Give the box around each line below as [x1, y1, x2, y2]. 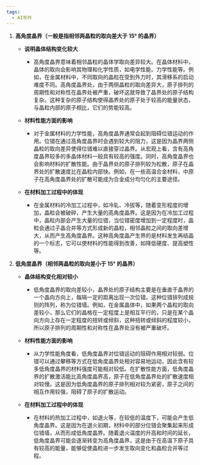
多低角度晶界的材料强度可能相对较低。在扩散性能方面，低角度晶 [33, 365, 194, 372]
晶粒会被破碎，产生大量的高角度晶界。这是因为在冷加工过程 [44, 208, 194, 216]
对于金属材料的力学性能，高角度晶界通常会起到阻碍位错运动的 [33, 129, 189, 137]
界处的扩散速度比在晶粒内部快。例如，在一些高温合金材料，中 [33, 168, 189, 175]
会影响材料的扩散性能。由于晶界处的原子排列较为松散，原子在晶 [33, 160, 194, 168]
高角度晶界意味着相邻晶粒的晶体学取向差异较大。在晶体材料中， [33, 58, 194, 65]
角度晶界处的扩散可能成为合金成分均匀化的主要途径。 [49, 175, 184, 183]
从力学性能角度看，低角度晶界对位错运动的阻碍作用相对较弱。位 [33, 350, 194, 357]
